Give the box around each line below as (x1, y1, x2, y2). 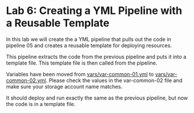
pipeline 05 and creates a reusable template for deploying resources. (6, 42, 172, 49)
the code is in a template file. (6, 100, 76, 107)
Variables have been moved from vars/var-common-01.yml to (6, 70, 154, 77)
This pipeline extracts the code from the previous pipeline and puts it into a (6, 53, 187, 60)
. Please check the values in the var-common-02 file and (46, 77, 183, 84)
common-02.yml (6, 77, 46, 84)
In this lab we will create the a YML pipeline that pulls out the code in (6, 36, 171, 43)
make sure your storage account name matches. (6, 83, 123, 90)
